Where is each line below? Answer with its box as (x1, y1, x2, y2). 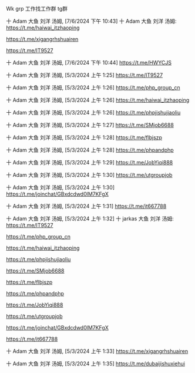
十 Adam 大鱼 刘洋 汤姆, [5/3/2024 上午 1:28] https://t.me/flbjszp (6, 134, 163, 141)
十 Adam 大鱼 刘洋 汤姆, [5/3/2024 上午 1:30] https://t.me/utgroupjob (6, 172, 173, 178)
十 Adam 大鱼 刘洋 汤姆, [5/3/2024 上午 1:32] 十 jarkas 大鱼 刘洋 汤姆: (6, 215, 174, 222)
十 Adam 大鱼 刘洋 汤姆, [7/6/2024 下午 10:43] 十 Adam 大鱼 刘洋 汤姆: (6, 18, 177, 25)
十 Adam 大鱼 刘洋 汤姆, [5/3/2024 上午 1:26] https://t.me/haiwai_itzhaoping (6, 96, 190, 103)
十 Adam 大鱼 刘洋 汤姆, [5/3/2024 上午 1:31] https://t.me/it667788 (6, 203, 167, 210)
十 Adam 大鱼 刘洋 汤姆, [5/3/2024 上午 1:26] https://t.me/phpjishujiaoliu (6, 109, 181, 116)
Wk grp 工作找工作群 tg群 (6, 5, 68, 12)
